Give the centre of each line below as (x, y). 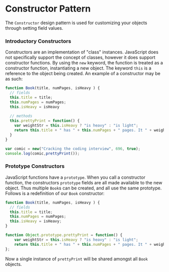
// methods (21, 116)
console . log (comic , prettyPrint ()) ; (43, 153)
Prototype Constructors (35, 166)
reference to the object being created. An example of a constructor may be (83, 74)
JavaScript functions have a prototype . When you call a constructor (75, 177)
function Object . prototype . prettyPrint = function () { (64, 235)
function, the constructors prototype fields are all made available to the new (84, 182)
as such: (14, 79)
